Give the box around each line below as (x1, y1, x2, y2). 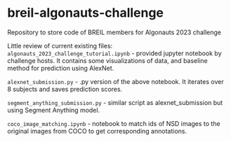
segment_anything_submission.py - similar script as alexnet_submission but (7, 98, 223, 106)
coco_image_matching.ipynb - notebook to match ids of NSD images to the (7, 119, 220, 127)
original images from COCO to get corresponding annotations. (7, 127, 187, 135)
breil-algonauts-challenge (7, 5, 164, 21)
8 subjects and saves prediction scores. (7, 85, 123, 93)
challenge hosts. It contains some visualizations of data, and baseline (7, 56, 209, 64)
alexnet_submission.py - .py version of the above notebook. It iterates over (7, 77, 224, 85)
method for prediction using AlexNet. (7, 64, 114, 72)
